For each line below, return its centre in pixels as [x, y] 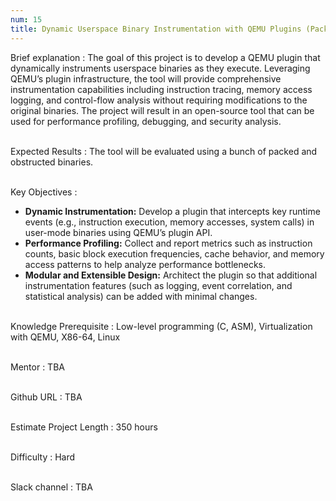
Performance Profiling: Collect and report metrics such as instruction [168, 243]
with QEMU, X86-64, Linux [65, 337]
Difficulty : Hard [43, 457]
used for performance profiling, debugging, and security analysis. [146, 121]
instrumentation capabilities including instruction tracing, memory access [161, 89]
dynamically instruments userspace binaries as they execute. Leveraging [160, 68]
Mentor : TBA [37, 367]
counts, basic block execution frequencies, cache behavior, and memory [174, 253]
